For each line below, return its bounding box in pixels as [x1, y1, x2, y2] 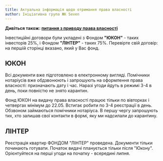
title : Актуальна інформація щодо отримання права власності [5, 7, 132, 12]
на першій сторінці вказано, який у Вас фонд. [5, 45, 100, 51]
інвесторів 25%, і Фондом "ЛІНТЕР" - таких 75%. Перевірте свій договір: [5, 40, 158, 46]
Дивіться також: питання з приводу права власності [5, 25, 118, 31]
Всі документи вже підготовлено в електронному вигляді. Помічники [5, 72, 150, 78]
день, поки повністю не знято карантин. [5, 88, 89, 93]
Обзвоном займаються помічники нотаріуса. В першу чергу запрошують [5, 108, 158, 114]
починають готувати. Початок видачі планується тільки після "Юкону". [5, 145, 153, 151]
